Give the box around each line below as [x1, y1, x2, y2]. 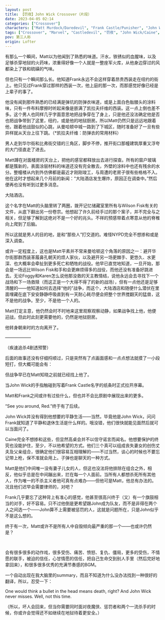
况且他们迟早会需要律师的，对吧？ [5, 483, 74, 489]
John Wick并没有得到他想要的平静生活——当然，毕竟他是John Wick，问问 [5, 413, 156, 419]
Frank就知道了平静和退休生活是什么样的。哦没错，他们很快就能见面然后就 [5, 419, 154, 425]
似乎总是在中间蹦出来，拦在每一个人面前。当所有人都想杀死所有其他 [18, 471, 156, 477]
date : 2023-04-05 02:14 [5, 16, 54, 21]
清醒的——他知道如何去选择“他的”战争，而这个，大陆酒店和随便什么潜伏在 [5, 285, 156, 291]
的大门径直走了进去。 [5, 146, 48, 152]
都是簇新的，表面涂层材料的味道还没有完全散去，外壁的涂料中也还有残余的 [5, 163, 156, 169]
